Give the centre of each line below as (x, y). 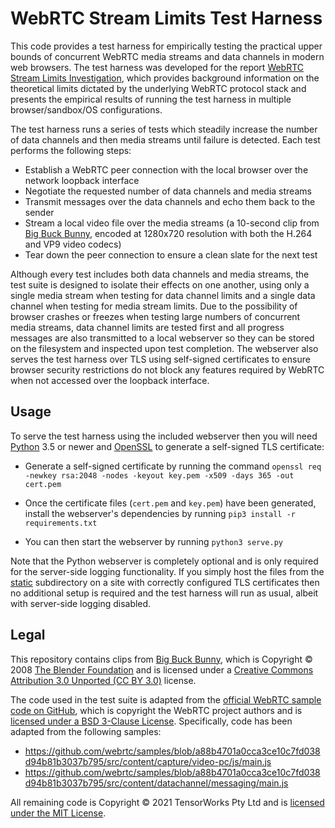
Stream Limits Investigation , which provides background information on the (165, 78)
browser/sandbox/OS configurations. (86, 109)
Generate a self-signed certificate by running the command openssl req (173, 466)
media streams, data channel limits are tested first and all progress (147, 327)
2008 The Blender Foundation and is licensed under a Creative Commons (162, 669)
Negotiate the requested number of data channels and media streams (168, 191)
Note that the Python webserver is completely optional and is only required (164, 561)
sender (39, 212)
